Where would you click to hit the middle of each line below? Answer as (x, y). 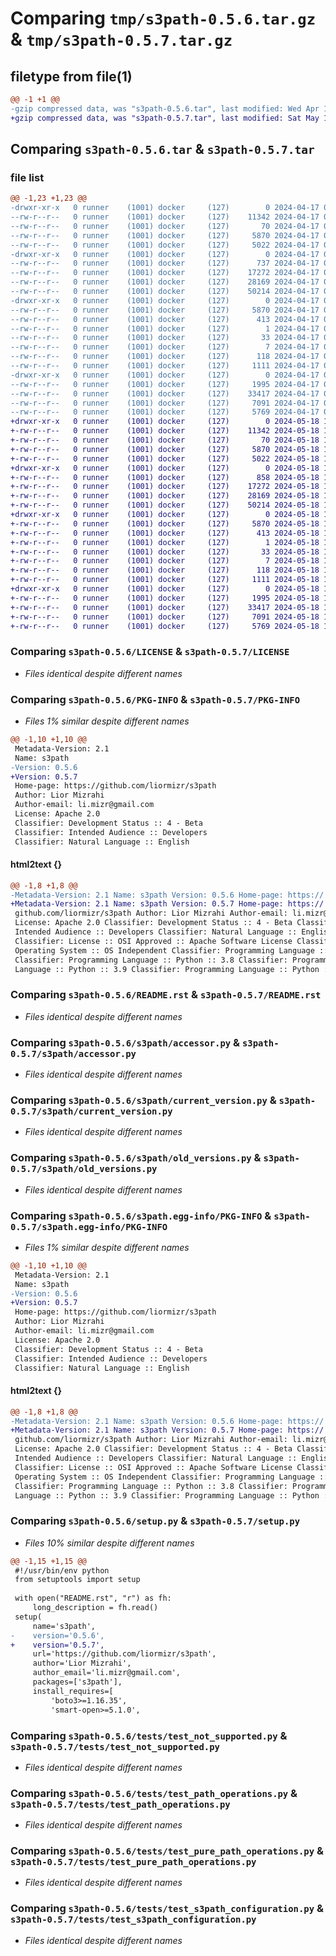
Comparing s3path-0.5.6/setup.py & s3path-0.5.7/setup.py (155, 1521)
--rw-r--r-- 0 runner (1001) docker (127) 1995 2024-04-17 (165, 384)
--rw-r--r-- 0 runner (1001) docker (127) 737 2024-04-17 (165, 263)
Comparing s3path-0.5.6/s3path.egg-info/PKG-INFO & (141, 1215)
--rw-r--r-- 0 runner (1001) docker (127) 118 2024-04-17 (165, 357)
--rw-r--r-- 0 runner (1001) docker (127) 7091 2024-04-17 (165, 403)
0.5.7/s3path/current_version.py (91, 1111)
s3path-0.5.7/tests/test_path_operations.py (120, 1804)
